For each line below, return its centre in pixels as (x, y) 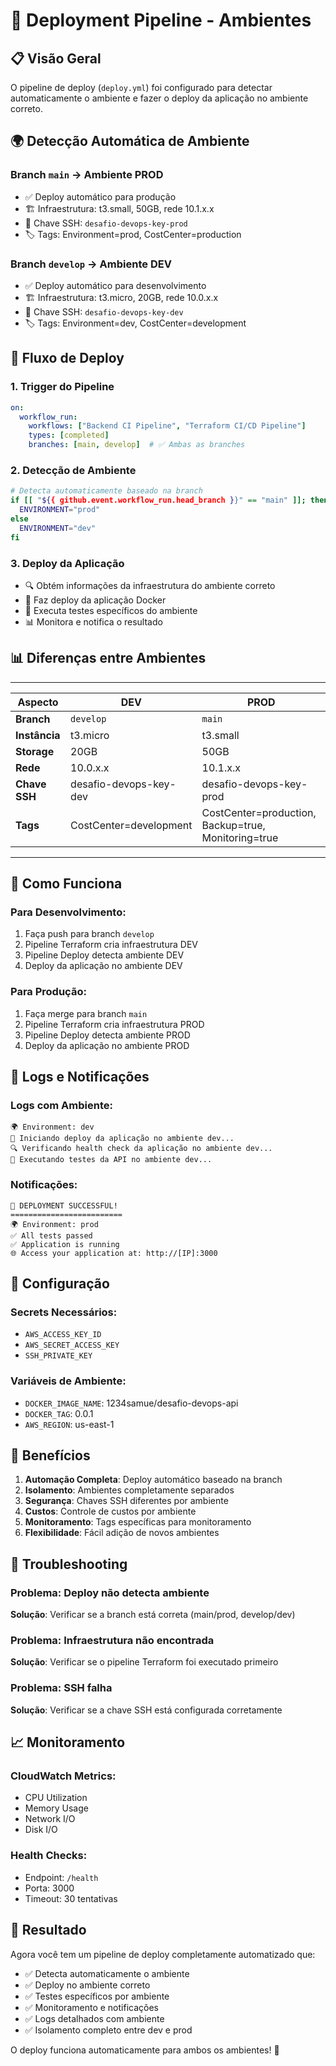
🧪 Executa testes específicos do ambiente (111, 610)
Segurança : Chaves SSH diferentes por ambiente (126, 1501)
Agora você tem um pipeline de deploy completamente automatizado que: (163, 1954)
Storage (35, 751)
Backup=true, (233, 825)
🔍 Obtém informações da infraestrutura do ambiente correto (150, 585)
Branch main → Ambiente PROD (87, 175)
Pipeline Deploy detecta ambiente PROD (107, 1035)
